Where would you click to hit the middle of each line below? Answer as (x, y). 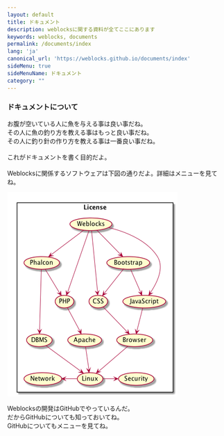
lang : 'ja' (23, 51)
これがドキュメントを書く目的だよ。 (59, 157)
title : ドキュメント (34, 22)
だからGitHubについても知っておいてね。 (65, 417)
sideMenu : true (29, 66)
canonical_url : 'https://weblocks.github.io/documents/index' (99, 59)
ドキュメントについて (43, 107)
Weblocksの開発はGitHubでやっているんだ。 (70, 408)
